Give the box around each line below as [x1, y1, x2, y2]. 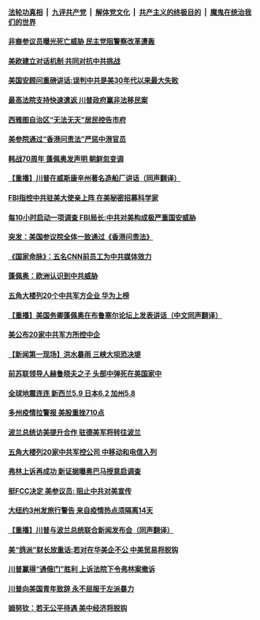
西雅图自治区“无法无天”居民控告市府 [8, 115, 127, 124]
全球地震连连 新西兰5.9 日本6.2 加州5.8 [8, 388, 136, 398]
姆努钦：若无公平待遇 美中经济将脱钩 [8, 603, 128, 613]
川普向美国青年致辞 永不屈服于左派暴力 [8, 584, 135, 593]
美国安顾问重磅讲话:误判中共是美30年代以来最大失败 [8, 76, 179, 85]
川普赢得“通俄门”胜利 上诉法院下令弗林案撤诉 [8, 565, 156, 574]
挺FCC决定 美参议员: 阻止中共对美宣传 [8, 486, 132, 495]
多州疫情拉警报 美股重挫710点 [8, 408, 105, 418]
